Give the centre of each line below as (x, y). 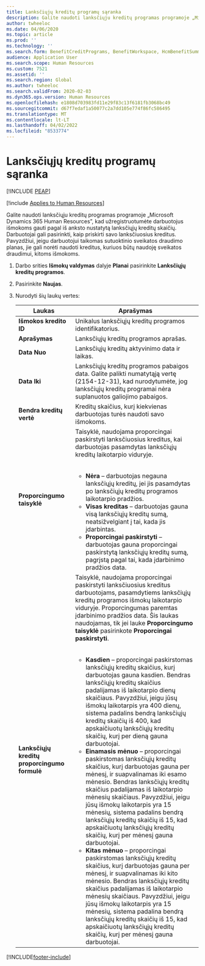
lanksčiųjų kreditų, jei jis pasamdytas (138, 483)
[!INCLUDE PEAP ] (28, 191)
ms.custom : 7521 (27, 69)
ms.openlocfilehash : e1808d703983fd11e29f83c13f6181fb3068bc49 (88, 103)
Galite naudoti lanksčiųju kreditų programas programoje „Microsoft (90, 215)
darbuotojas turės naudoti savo (120, 414)
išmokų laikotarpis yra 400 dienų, (133, 705)
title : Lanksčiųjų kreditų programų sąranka (64, 12)
